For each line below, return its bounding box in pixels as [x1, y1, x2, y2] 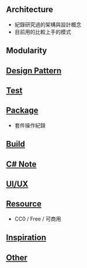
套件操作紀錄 [14, 121, 46, 128]
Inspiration [6, 233, 47, 243]
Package [6, 106, 39, 116]
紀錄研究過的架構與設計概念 [14, 21, 82, 28]
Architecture [6, 5, 54, 15]
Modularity [6, 46, 47, 56]
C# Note [6, 159, 37, 169]
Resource [6, 199, 42, 209]
